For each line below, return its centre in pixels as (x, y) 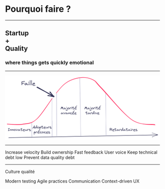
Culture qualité (20, 172)
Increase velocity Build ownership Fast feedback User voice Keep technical (81, 152)
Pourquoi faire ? (38, 9)
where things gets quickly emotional (50, 63)
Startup (17, 33)
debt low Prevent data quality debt (40, 157)
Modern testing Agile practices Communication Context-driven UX (72, 181)
